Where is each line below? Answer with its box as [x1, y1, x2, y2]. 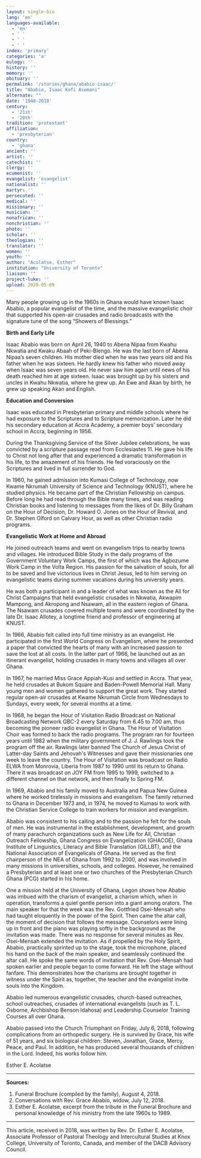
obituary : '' [6, 76, 39, 82]
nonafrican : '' [6, 215, 44, 221]
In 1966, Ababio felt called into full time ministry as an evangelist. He [6, 631, 175, 638]
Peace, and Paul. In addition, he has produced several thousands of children [6, 1044, 194, 1051]
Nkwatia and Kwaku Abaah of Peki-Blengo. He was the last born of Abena [6, 347, 188, 354]
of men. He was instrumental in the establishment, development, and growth [6, 824, 194, 831]
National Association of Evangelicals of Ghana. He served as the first [6, 849, 176, 857]
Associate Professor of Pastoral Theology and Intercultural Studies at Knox [6, 1133, 190, 1140]
